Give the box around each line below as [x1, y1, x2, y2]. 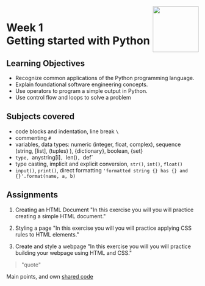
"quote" [21, 261, 41, 268]
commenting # [15, 134, 52, 141]
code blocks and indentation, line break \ [15, 128, 119, 135]
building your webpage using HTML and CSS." [15, 249, 132, 256]
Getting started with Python [6, 34, 151, 48]
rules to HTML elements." [15, 230, 79, 238]
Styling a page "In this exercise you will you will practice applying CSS [15, 224, 192, 232]
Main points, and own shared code [6, 273, 93, 280]
